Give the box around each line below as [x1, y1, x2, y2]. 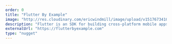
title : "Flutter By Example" [5, 12, 68, 17]
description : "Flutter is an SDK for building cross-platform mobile [5, 21, 157, 27]
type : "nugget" [5, 31, 38, 36]
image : [5, 17, 19, 22]
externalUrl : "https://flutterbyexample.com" [5, 26, 104, 31]
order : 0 [5, 7, 24, 13]
